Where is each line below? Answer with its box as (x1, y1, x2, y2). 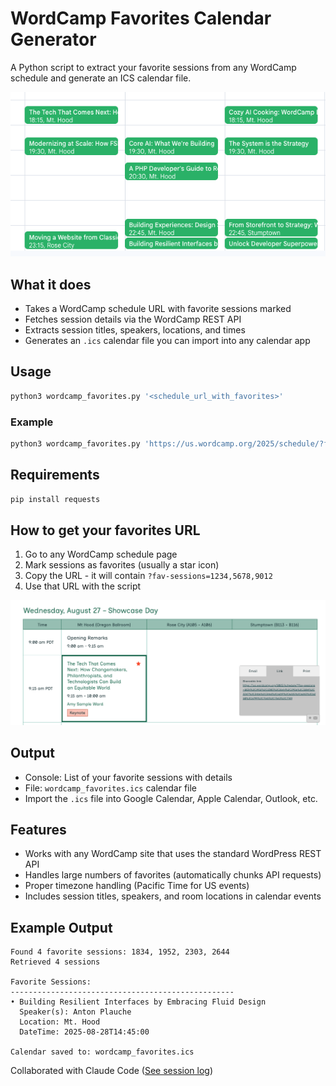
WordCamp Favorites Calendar (10, 7, 272, 30)
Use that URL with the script (24, 580, 142, 592)
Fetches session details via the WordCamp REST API (24, 313, 242, 326)
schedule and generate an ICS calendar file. (10, 72, 192, 84)
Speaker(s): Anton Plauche (19, 1007, 132, 1017)
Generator (10, 28, 97, 51)
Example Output (10, 919, 113, 936)
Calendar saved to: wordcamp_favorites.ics (10, 1047, 195, 1057)
